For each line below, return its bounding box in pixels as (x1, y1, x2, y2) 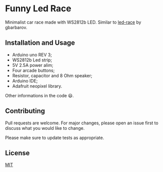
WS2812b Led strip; (12, 57, 53, 63)
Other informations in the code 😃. (5, 92, 74, 98)
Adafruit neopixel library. (12, 83, 62, 89)
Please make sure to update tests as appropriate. (5, 135, 105, 141)
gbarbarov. (5, 24, 27, 30)
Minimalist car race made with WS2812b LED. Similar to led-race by (5, 19, 141, 25)
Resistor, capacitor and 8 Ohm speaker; (12, 72, 92, 79)
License (5, 148, 30, 157)
